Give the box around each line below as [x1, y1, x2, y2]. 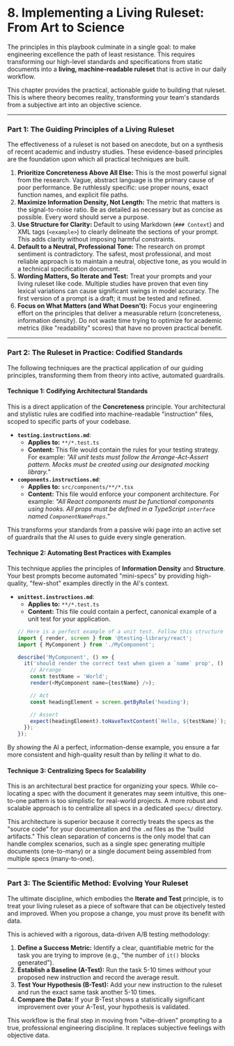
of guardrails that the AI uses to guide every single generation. [7, 532, 187, 541]
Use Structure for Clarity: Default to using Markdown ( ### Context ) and [17, 221, 224, 229]
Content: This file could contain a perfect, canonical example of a [27, 607, 217, 615]
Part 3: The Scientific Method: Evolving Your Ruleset [7, 878, 189, 888]
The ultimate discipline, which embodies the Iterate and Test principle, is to [7, 894, 224, 903]
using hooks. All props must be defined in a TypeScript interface [27, 505, 216, 513]
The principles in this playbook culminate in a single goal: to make [7, 42, 196, 51]
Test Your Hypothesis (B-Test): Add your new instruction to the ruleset [17, 980, 223, 989]
